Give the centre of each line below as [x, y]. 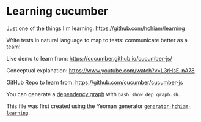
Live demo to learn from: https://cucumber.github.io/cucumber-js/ [89, 58]
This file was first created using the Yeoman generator [75, 106]
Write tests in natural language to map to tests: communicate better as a [97, 40]
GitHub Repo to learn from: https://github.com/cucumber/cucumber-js [95, 82]
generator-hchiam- [168, 106]
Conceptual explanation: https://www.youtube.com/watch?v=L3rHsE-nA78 [101, 70]
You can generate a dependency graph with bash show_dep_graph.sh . [93, 94]
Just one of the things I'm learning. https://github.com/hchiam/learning [96, 28]
